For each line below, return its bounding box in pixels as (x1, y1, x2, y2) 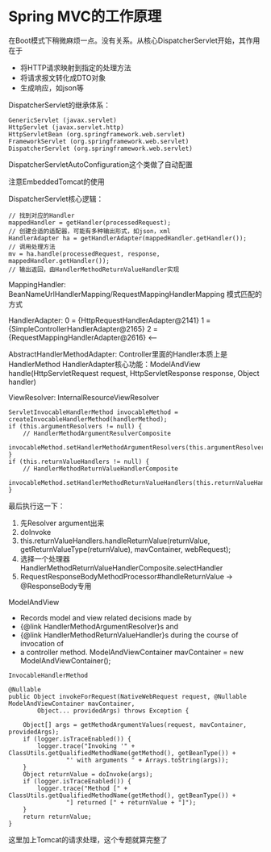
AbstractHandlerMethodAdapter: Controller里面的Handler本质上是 (8, 349, 228, 359)
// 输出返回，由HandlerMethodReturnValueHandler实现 (8, 265, 180, 274)
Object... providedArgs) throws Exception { (37, 707, 190, 715)
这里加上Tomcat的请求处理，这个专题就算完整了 (8, 834, 168, 844)
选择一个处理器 (19, 553, 70, 563)
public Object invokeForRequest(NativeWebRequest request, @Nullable (8, 692, 248, 700)
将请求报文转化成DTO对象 (19, 73, 106, 82)
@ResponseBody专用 (19, 581, 92, 591)
